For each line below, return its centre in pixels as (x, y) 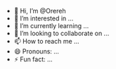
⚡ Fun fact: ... (33, 59)
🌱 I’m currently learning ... (51, 26)
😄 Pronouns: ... (37, 51)
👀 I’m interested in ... (44, 18)
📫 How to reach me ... (46, 41)
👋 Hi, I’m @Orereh (40, 11)
